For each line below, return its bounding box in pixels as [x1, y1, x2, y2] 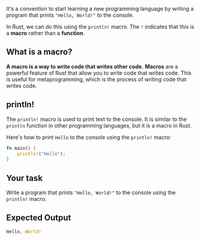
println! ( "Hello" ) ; [17, 150, 66, 157]
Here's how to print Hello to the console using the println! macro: [6, 134, 171, 141]
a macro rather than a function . [6, 29, 85, 37]
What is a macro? [6, 47, 73, 57]
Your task [6, 173, 43, 183]
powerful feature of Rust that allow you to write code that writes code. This [6, 69, 192, 76]
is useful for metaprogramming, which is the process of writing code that [6, 75, 187, 83]
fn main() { [6, 145, 36, 151]
